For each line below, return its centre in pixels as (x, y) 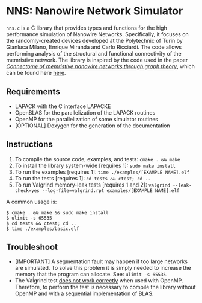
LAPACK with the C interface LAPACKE (63, 106)
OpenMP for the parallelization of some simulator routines (86, 119)
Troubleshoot (32, 247)
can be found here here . (36, 72)
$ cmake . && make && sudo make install (58, 212)
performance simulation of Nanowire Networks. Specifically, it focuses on (98, 34)
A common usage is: (32, 202)
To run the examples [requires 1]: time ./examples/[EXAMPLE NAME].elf (102, 172)
